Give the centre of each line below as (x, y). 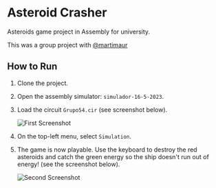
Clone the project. (43, 83)
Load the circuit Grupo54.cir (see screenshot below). (92, 109)
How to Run (32, 67)
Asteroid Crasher (57, 13)
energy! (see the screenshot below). (68, 164)
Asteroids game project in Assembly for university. (78, 32)
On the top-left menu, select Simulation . (74, 136)
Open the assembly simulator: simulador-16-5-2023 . (90, 96)
